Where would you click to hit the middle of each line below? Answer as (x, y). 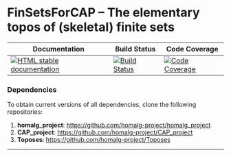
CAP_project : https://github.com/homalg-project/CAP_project (105, 132)
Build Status (135, 49)
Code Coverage (192, 49)
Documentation (58, 49)
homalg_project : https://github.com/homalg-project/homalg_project (114, 125)
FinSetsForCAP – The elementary (104, 13)
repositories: (25, 112)
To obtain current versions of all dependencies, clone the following (102, 105)
